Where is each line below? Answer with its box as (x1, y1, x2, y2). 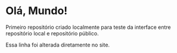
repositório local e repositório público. (5, 29, 99, 37)
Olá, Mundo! (5, 4, 68, 18)
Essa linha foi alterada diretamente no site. (5, 41, 110, 48)
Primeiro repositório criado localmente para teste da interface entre (5, 24, 171, 31)
